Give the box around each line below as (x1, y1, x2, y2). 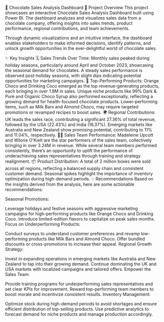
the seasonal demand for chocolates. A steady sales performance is (5, 68, 143, 73)
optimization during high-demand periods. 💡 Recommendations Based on (5, 176, 153, 181)
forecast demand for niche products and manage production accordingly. (5, 311, 153, 317)
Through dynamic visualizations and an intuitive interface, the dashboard (5, 35, 152, 41)
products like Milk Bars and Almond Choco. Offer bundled (28, 236, 145, 242)
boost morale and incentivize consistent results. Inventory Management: (5, 292, 151, 297)
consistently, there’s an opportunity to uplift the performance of (5, 148, 133, 153)
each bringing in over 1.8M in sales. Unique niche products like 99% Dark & (5, 88, 157, 94)
